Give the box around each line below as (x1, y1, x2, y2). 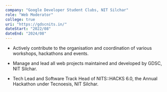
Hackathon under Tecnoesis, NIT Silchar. (12, 81, 99, 87)
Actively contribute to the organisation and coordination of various (12, 45, 152, 51)
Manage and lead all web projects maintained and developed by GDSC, (12, 60, 162, 66)
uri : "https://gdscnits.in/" (5, 21, 67, 27)
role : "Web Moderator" (5, 12, 53, 17)
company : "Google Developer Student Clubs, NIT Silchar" (5, 7, 129, 13)
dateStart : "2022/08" (5, 26, 51, 32)
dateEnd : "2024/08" (5, 31, 47, 36)
